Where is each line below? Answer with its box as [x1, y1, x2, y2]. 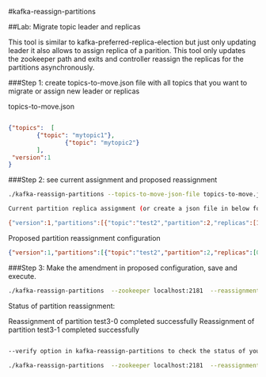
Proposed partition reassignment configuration [8, 233, 161, 242]
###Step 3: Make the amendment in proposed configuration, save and [8, 263, 237, 272]
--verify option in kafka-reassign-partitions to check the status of [8, 347, 246, 355]
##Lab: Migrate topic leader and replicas [8, 22, 141, 31]
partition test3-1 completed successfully [8, 325, 140, 334]
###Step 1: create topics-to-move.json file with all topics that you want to [8, 78, 248, 87]
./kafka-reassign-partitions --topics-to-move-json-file [8, 190, 200, 199]
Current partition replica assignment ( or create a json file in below [8, 205, 249, 213]
